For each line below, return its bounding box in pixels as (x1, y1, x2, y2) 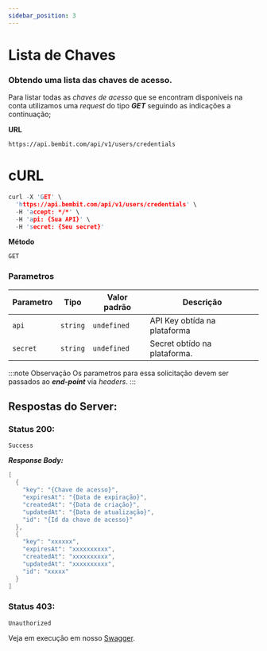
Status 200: (8, 424, 56, 435)
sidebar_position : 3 (8, 11, 77, 20)
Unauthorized (8, 619, 52, 627)
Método (8, 237, 35, 247)
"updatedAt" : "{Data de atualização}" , (22, 508, 155, 516)
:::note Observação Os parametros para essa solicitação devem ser (8, 368, 229, 378)
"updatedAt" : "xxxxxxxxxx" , (22, 559, 115, 568)
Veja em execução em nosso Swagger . (8, 633, 135, 642)
